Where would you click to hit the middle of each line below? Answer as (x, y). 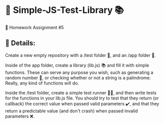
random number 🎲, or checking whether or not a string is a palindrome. (78, 77)
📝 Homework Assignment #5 (34, 27)
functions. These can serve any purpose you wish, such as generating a (79, 72)
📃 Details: (20, 43)
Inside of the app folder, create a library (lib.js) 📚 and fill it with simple (77, 65)
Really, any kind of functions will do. (42, 83)
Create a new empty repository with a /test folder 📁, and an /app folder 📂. (81, 55)
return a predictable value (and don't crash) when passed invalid (72, 110)
